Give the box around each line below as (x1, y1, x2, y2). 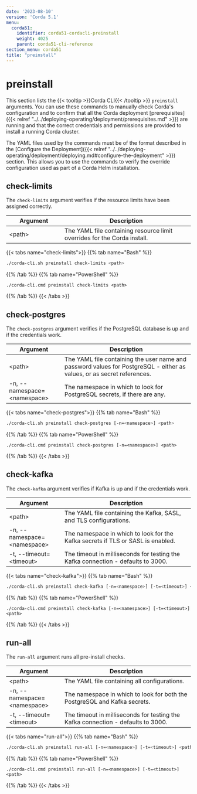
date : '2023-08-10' (6, 8, 54, 15)
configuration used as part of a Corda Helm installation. (6, 164, 140, 171)
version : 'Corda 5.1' (6, 14, 59, 20)
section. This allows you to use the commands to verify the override (6, 158, 170, 165)
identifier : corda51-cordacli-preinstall (16, 30, 119, 36)
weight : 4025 (16, 36, 49, 42)
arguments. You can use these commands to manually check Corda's (6, 103, 174, 110)
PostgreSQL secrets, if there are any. (64, 390, 166, 398)
